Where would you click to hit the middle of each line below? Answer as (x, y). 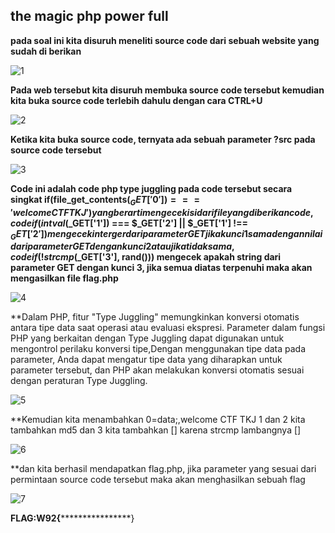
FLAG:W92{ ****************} (72, 518)
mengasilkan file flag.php (64, 278)
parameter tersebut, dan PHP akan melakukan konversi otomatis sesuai (157, 370)
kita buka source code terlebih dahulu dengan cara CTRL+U (136, 100)
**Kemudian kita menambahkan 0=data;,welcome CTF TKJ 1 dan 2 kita (158, 420)
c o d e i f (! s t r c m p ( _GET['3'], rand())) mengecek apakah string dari (146, 257)
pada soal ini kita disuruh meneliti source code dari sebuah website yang (165, 40)
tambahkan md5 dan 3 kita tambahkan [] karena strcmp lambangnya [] (156, 430)
